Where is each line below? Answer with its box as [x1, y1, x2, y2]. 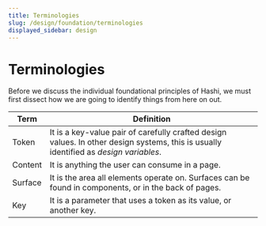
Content [12, 160, 42, 171]
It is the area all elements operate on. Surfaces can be [49, 172, 250, 183]
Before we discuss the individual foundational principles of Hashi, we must [8, 86, 252, 96]
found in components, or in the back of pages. [49, 183, 222, 194]
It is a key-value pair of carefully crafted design [49, 127, 227, 138]
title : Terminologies [8, 11, 80, 20]
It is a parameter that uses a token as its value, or [49, 195, 232, 206]
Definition [132, 114, 171, 125]
